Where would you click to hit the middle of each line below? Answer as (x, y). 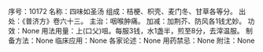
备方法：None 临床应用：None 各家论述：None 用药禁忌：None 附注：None (131, 40)
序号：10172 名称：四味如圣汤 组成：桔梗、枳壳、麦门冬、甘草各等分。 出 (127, 11)
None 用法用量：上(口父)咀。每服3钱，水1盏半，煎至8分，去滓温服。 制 (137, 31)
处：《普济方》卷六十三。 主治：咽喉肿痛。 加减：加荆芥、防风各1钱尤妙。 (127, 21)
